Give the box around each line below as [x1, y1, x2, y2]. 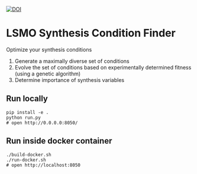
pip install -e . [6, 109, 49, 115]
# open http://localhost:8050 [6, 162, 81, 168]
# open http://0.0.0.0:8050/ [6, 119, 78, 126]
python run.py [6, 115, 41, 121]
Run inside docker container [6, 136, 112, 146]
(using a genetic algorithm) [14, 70, 81, 77]
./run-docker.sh [6, 157, 46, 163]
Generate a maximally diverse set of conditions [14, 57, 130, 65]
